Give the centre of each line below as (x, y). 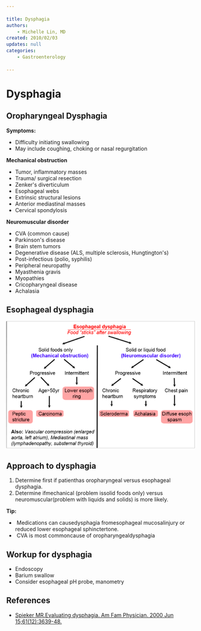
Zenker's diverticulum (42, 184)
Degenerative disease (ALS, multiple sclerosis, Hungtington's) (92, 252)
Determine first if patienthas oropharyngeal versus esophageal (93, 480)
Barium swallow (35, 575)
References (28, 601)
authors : (17, 25)
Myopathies (29, 278)
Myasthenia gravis (38, 272)
